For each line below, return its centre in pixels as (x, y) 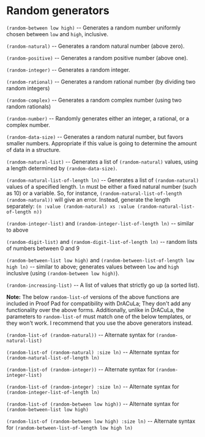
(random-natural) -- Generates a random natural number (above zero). (95, 46)
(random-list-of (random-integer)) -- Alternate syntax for (80, 369)
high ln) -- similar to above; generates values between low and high (93, 267)
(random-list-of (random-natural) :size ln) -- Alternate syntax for (93, 352)
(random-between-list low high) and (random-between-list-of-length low (100, 260)
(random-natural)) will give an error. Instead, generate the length (88, 199)
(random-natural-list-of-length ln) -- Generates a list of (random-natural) (102, 180)
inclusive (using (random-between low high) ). (63, 273)
